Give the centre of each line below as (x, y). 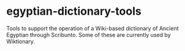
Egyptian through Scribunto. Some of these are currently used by (89, 34)
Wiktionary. (21, 41)
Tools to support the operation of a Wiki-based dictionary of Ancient (92, 28)
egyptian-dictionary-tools (74, 11)
